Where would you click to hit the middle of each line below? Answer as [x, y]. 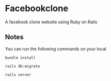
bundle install [20, 58]
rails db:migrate [23, 66]
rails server [18, 75]
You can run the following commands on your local [56, 49]
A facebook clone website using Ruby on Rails [51, 22]
